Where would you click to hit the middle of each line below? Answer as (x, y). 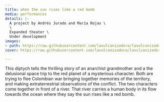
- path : (13, 46)
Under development (28, 37)
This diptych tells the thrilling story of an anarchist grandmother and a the (79, 68)
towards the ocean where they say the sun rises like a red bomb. (70, 94)
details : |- (17, 18)
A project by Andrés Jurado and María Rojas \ (58, 23)
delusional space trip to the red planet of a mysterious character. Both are (79, 73)
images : (13, 41)
